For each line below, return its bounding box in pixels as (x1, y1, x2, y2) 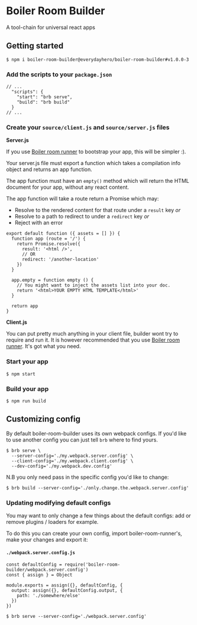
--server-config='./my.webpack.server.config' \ (11, 453, 134, 459)
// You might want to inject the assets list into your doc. (17, 282, 170, 288)
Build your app (6, 385, 49, 393)
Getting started (6, 41, 64, 51)
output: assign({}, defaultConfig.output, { (11, 588, 123, 594)
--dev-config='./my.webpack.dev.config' (11, 463, 112, 469)
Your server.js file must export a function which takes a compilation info (6, 160, 181, 167)
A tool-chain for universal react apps (6, 24, 96, 31)
